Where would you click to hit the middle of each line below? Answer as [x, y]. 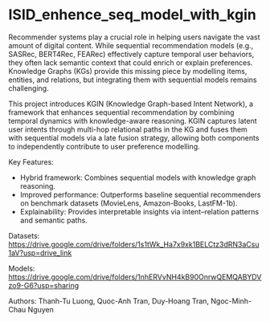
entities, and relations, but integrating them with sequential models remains [133, 79]
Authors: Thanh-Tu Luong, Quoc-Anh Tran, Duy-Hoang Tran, [109, 301]
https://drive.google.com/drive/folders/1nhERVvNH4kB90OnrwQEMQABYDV [135, 277]
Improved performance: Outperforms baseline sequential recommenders [140, 194]
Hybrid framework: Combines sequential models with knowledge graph [138, 177]
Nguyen [41, 309]
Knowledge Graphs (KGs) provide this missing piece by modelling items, [128, 71]
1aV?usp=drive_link [40, 253]
